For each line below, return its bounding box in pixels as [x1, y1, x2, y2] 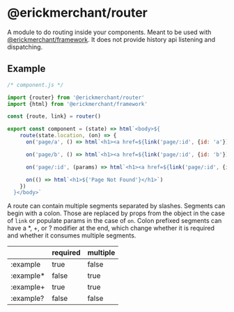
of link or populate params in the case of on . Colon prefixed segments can [7, 217, 222, 225]
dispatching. [7, 42, 43, 51]
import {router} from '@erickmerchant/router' [7, 94, 145, 101]
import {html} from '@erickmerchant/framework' [7, 100, 148, 107]
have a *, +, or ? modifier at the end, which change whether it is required [7, 224, 214, 233]
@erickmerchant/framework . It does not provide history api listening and [7, 35, 216, 43]
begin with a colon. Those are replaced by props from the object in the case [7, 209, 225, 217]
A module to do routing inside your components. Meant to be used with [7, 28, 212, 36]
